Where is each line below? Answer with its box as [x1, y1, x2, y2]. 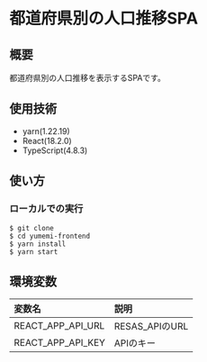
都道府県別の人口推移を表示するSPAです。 [9, 73, 166, 83]
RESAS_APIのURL [113, 321, 189, 333]
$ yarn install [9, 240, 67, 249]
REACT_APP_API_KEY [13, 337, 106, 349]
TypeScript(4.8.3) [22, 145, 88, 156]
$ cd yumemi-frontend [9, 231, 91, 240]
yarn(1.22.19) [22, 125, 70, 136]
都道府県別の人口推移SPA [9, 8, 199, 29]
